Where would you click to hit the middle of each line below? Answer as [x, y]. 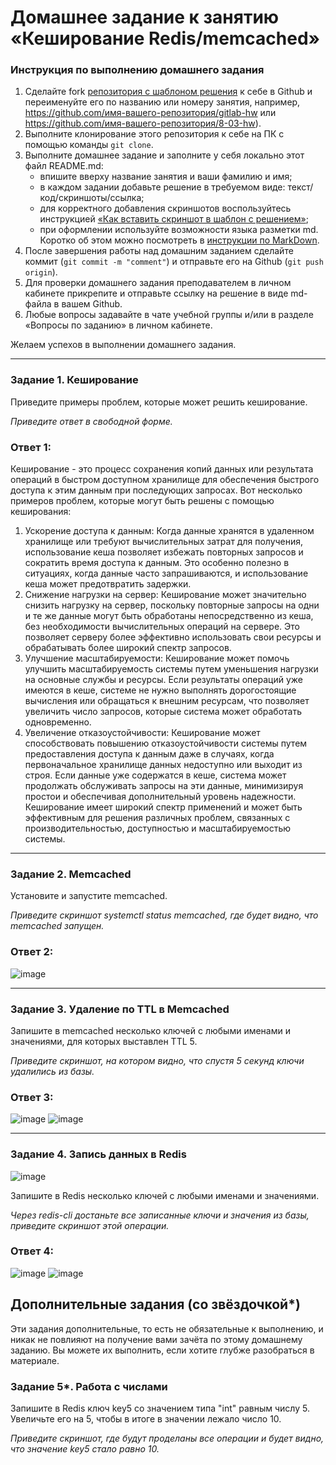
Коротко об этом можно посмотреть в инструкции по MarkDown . [179, 240]
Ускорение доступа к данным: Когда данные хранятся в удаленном [169, 531]
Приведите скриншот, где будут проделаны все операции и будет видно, [167, 1438]
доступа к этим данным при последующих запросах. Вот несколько [156, 490]
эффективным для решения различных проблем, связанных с [157, 818]
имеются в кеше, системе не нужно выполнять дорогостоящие [160, 690]
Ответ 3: [32, 1097]
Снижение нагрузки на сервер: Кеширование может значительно [165, 595]
